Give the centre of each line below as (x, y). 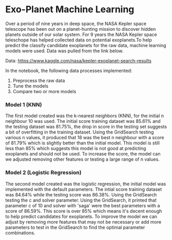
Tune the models (31, 86)
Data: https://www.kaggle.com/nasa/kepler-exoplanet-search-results (78, 60)
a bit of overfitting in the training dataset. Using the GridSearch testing (80, 132)
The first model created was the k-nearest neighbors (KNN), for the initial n (85, 116)
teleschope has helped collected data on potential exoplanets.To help (79, 40)
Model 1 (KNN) (24, 104)
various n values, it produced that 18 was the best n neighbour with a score (85, 138)
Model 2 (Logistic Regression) (43, 172)
